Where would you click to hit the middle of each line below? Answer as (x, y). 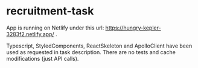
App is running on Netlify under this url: (55, 28)
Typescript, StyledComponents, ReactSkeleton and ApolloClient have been (99, 46)
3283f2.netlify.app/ (30, 34)
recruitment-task (50, 11)
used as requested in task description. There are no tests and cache (91, 52)
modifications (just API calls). (43, 58)
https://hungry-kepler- (133, 28)
